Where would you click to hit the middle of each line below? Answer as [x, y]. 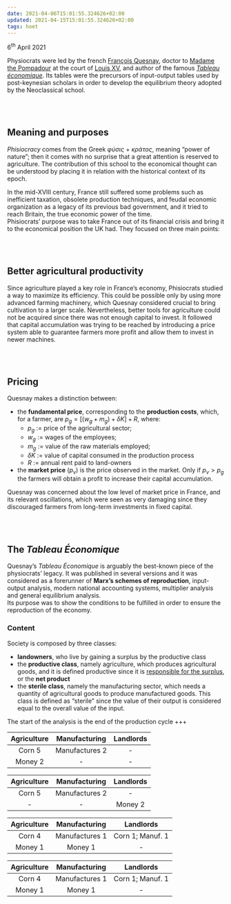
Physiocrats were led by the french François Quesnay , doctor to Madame [111, 61]
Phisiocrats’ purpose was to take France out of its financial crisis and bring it [115, 221]
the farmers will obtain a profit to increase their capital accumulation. [115, 479]
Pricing [23, 382]
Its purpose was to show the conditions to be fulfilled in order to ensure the [114, 603]
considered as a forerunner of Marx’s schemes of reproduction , [99, 581]
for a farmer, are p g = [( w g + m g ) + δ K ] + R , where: [89, 420]
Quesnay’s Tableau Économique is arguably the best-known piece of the [110, 566]
